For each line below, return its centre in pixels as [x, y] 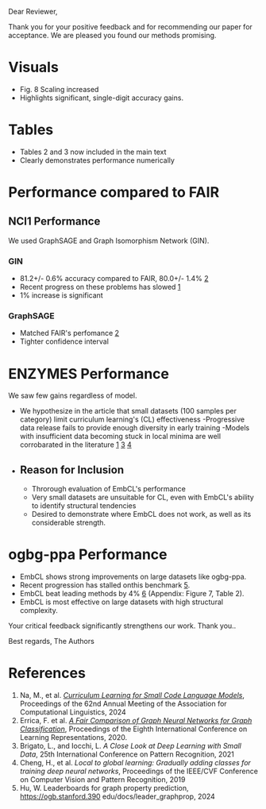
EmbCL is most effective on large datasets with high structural [121, 602]
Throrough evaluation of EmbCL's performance [109, 489]
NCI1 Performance [54, 222]
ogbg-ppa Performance [88, 555]
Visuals [34, 67]
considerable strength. [68, 522]
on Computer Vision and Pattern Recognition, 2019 [102, 780]
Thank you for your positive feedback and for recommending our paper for [130, 27]
